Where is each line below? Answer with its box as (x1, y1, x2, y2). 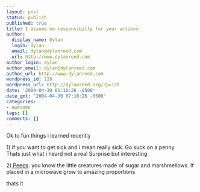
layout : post (6, 8, 39, 15)
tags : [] (6, 110, 28, 116)
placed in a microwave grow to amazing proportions (6, 168, 136, 176)
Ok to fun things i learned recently (6, 132, 92, 139)
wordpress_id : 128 (6, 76, 52, 82)
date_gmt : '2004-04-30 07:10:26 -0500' (6, 93, 107, 99)
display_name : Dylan (11, 37, 63, 43)
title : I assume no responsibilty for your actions (6, 25, 139, 32)
